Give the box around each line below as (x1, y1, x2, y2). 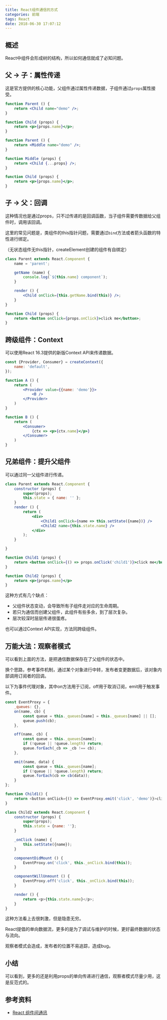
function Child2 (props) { (5, 574, 61, 579)
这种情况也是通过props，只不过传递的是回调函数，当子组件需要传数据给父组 (5, 213, 161, 219)
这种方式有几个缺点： (5, 592, 49, 598)
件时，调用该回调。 (5, 219, 45, 225)
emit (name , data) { (14, 759, 55, 764)
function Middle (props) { (5, 156, 61, 161)
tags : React (5, 16, 30, 21)
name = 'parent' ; (14, 261, 50, 266)
